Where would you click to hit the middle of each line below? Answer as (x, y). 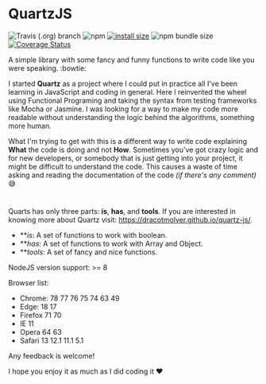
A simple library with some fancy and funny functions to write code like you (131, 60)
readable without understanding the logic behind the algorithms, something (131, 117)
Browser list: (29, 283)
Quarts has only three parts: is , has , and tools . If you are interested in (122, 211)
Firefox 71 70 (40, 316)
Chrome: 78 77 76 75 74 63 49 (69, 298)
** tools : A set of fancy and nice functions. (88, 252)
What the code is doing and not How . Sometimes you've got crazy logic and (133, 149)
